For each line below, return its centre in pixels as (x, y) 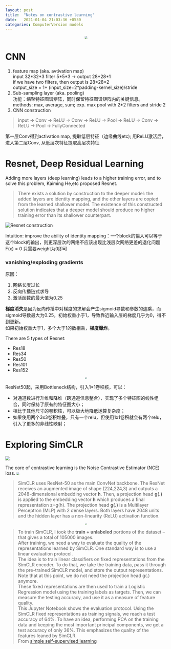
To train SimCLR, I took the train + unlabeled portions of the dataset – (91, 532)
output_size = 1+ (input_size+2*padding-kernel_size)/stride (75, 87)
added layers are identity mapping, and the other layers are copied (88, 199)
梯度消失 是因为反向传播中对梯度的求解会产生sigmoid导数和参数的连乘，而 (83, 309)
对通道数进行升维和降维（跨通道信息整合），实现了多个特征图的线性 (83, 398)
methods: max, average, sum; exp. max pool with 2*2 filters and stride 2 (89, 105)
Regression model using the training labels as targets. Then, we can (89, 592)
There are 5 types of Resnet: (35, 338)
